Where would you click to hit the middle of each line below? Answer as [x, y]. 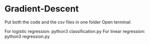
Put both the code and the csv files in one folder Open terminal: [68, 22]
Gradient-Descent [42, 9]
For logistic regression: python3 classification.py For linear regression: [75, 31]
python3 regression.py [27, 36]
